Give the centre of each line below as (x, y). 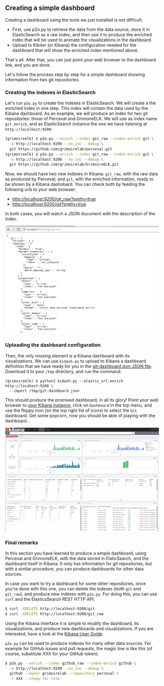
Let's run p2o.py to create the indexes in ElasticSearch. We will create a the (81, 103)
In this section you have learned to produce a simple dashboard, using (76, 553)
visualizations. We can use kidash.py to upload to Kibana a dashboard (76, 361)
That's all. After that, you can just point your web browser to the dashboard (81, 60)
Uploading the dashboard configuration (53, 345)
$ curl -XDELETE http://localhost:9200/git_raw (54, 614)
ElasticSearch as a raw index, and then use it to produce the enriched (82, 34)
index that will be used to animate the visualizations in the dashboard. (82, 40)
